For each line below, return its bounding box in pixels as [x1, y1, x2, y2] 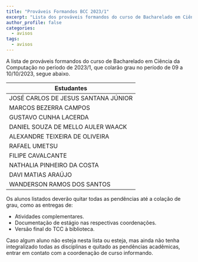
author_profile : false [6, 19, 62, 25]
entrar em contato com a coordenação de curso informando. [6, 249, 153, 256]
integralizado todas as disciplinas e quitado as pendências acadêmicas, [6, 243, 180, 250]
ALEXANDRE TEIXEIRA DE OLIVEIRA [9, 132, 110, 140]
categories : [6, 25, 35, 31]
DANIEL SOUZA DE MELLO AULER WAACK [9, 122, 127, 131]
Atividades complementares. [14, 213, 84, 220]
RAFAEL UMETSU [9, 142, 58, 150]
